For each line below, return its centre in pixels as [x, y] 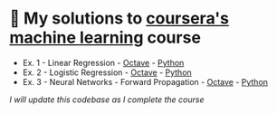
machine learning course [105, 38]
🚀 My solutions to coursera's [119, 19]
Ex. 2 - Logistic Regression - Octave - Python [107, 72]
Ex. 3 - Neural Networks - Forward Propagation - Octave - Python [145, 81]
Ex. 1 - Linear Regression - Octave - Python [103, 62]
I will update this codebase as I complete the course [107, 100]
